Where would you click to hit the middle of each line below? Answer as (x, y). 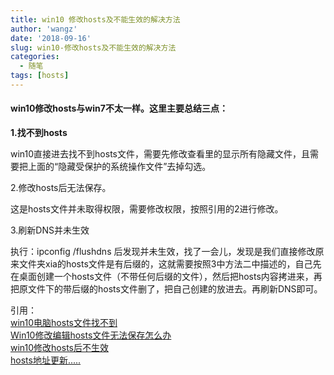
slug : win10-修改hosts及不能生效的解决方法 (93, 47)
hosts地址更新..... (46, 360)
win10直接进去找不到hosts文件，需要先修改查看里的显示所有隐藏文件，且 (160, 154)
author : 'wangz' (44, 29)
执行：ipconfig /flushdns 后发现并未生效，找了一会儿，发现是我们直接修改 (163, 252)
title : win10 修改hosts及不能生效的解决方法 (95, 19)
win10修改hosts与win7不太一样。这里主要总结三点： (119, 108)
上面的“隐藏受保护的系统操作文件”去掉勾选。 (119, 167)
